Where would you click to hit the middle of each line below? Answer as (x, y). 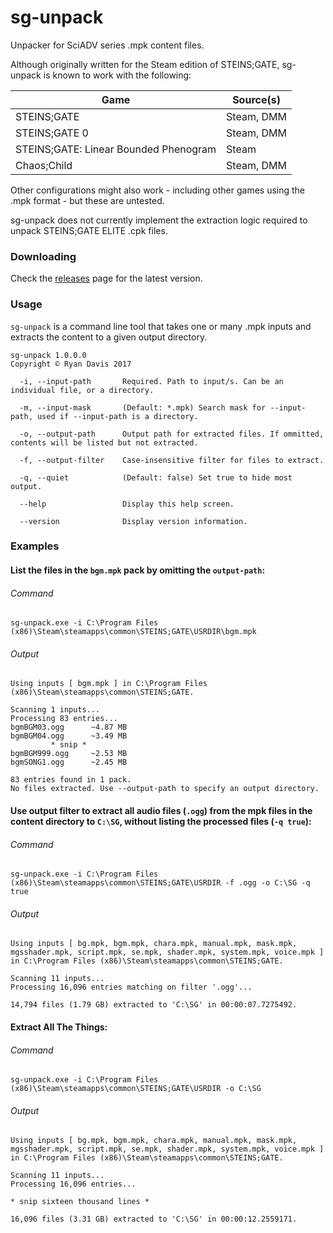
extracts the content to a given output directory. (109, 337)
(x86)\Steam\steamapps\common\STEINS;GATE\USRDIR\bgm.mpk (133, 632)
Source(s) (256, 99)
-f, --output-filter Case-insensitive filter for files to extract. (172, 460)
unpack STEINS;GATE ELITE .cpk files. (89, 230)
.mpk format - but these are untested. (87, 200)
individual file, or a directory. (82, 390)
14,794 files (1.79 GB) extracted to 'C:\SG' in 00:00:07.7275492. (154, 1005)
